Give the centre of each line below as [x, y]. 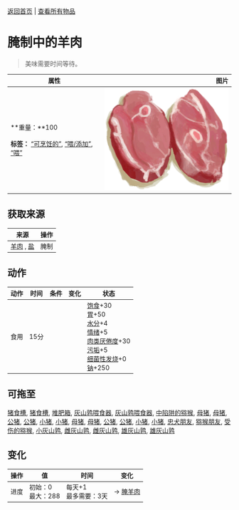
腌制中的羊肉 [45, 43]
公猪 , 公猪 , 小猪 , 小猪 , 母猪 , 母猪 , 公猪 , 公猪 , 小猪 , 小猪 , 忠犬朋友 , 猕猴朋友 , [115, 421]
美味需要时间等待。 [53, 63]
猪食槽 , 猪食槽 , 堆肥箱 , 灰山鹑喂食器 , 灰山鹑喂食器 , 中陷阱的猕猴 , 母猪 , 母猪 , [117, 412]
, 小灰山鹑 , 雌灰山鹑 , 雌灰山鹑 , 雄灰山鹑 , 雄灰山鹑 [103, 430]
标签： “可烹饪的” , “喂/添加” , [52, 144]
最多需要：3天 [87, 496]
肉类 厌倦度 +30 [109, 340]
